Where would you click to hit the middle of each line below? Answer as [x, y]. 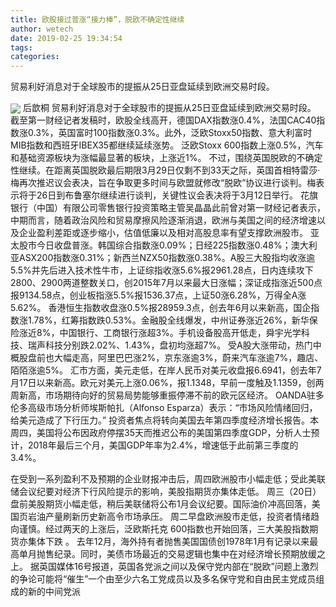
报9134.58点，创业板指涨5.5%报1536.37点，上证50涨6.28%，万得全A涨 [158, 295]
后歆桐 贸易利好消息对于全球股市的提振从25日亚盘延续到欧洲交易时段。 [169, 108]
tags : [21, 47]
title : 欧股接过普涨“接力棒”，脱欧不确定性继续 [97, 19]
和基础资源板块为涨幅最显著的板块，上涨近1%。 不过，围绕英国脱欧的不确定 [166, 158]
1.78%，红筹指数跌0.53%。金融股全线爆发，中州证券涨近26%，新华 [168, 320]
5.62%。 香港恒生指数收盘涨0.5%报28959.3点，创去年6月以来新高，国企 [161, 308]
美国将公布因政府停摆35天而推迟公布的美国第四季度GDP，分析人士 [174, 433]
